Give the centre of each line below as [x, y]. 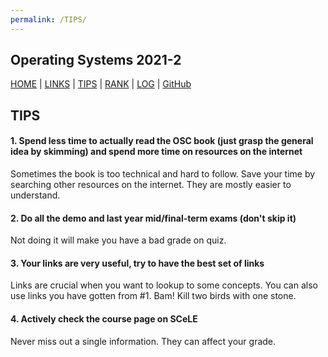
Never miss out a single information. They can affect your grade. [143, 341]
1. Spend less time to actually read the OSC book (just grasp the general [162, 141]
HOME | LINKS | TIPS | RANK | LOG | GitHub [101, 84]
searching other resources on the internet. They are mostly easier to [151, 185]
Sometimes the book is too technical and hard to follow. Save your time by [163, 174]
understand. [35, 195]
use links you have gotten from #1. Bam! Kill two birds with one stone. [153, 296]
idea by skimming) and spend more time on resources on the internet [156, 152]
